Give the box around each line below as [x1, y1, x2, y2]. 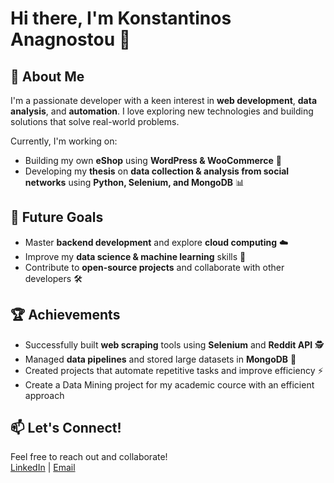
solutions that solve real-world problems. [10, 116, 180, 127]
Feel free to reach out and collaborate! [10, 451, 168, 463]
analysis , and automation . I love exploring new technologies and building [10, 105, 314, 117]
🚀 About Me [10, 68, 85, 85]
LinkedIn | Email [10, 462, 76, 474]
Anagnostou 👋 [10, 28, 132, 51]
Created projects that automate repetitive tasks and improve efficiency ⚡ [24, 364, 324, 376]
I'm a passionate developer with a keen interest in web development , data [10, 95, 318, 106]
